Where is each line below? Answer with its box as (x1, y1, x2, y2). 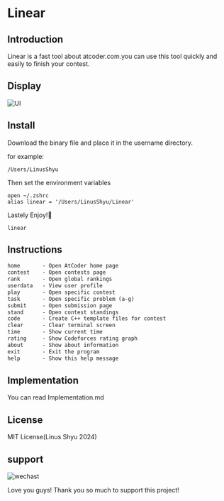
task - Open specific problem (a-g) (7, 295, 135, 302)
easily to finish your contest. (7, 60, 90, 68)
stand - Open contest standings (7, 309, 119, 316)
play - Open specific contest (7, 289, 116, 296)
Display (7, 80, 42, 92)
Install (7, 119, 35, 132)
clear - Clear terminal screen (7, 321, 116, 329)
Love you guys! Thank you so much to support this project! (7, 486, 179, 494)
